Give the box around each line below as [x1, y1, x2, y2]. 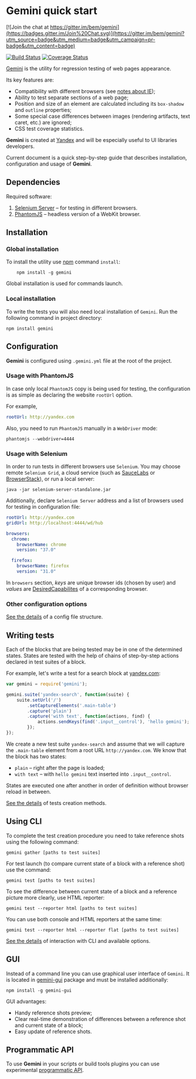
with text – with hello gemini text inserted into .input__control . [14, 770, 171, 777]
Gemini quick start [6, 4, 98, 18]
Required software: [6, 192, 52, 200]
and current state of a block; [14, 1022, 84, 1029]
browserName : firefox [16, 563, 69, 569]
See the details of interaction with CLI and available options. [6, 937, 151, 944]
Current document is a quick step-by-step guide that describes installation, [6, 154, 187, 161]
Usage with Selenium [6, 449, 68, 458]
